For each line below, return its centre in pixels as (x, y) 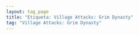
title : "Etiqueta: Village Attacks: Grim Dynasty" (70, 17)
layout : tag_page (28, 12)
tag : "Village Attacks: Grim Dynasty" (54, 23)
